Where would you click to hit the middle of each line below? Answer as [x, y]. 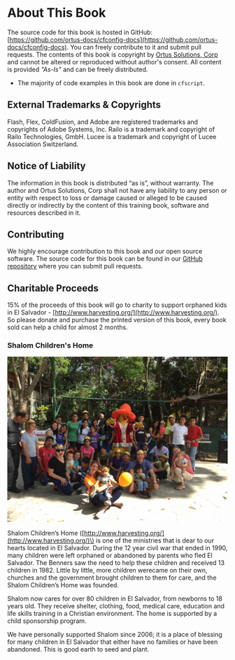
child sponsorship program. [47, 621]
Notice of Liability [47, 166]
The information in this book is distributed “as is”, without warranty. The [111, 182]
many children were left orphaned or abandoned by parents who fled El [110, 555]
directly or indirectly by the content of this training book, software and [108, 205]
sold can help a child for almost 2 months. [67, 327]
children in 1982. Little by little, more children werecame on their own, [107, 571]
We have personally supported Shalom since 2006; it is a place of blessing [115, 635]
